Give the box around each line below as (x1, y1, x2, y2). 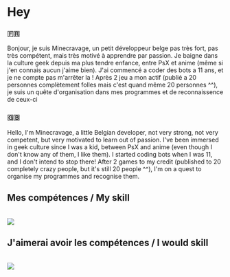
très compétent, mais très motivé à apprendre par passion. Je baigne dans (7, 52, 218, 60)
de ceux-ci (7, 96, 38, 104)
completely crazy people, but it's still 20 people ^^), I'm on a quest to (7, 164, 202, 173)
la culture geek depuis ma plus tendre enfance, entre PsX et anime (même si (7, 59, 223, 67)
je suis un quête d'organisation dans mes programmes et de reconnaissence (7, 88, 224, 96)
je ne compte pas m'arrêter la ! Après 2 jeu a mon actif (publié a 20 (7, 74, 197, 82)
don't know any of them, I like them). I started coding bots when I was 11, (7, 150, 213, 158)
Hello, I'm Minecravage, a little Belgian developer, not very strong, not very (7, 128, 218, 136)
